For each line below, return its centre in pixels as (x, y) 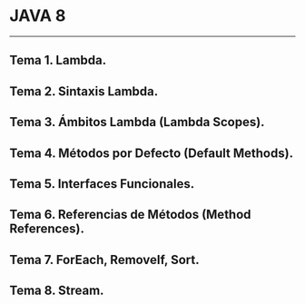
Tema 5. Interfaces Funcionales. (102, 184)
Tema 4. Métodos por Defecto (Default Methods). (151, 153)
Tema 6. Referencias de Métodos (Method (130, 215)
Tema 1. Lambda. (58, 60)
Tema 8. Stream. (57, 291)
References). (47, 229)
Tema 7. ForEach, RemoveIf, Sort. (104, 260)
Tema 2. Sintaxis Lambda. (84, 91)
